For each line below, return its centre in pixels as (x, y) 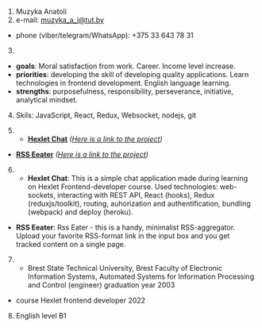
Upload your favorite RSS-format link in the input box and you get (123, 236)
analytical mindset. (46, 100)
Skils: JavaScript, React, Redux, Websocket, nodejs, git (106, 115)
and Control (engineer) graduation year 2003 (101, 285)
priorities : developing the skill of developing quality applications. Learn (132, 74)
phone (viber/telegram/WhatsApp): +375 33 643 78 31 (105, 35)
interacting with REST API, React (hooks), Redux (136, 195)
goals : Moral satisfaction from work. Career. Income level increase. (125, 66)
